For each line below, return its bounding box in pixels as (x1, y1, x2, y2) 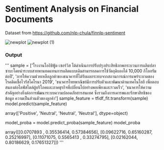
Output (5, 51, 23, 58)
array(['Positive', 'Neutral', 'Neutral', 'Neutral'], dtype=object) (5, 111, 128, 116)
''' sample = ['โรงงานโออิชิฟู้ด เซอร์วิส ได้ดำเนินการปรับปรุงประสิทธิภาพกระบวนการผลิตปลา (5, 62, 156, 69)
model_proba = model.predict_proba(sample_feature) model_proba (5, 120, 141, 126)
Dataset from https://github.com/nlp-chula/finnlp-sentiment (5, 30, 126, 36)
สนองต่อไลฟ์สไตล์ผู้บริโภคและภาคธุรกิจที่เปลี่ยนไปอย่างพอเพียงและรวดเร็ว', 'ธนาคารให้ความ (5, 84, 152, 91)
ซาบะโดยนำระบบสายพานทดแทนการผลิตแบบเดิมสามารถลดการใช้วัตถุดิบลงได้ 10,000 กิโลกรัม (5, 68, 157, 74)
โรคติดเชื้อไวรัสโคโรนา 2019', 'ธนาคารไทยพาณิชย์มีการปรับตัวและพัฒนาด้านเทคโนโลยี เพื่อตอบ (5, 79, 159, 85)
